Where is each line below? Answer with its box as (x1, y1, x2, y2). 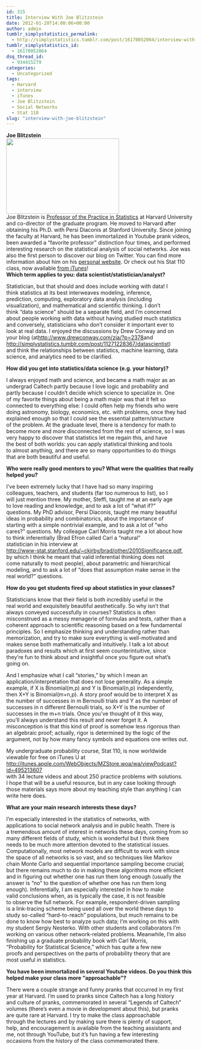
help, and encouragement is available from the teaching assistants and (6, 1025, 182, 1032)
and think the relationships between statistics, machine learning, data (6, 347, 179, 354)
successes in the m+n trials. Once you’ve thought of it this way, (6, 710, 164, 717)
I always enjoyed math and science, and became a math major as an (6, 377, 176, 384)
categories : (6, 64, 36, 71)
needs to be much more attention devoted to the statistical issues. (6, 841, 170, 848)
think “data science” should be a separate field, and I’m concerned (6, 308, 171, 316)
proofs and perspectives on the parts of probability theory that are (6, 950, 171, 957)
